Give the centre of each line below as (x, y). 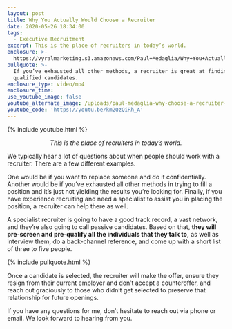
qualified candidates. (46, 78)
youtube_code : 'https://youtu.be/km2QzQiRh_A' (75, 110)
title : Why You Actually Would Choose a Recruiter (81, 20)
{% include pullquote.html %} (49, 262)
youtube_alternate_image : (44, 103)
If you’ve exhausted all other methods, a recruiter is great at (109, 71)
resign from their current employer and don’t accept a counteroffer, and (109, 283)
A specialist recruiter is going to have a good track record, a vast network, (113, 219)
